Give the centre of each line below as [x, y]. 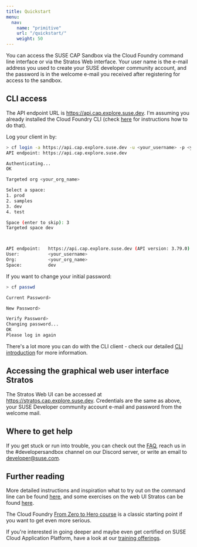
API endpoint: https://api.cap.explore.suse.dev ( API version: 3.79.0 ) [98, 249]
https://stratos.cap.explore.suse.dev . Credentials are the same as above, [94, 400]
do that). [16, 125]
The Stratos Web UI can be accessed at [54, 394]
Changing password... [33, 324]
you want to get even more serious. [49, 521]
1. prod [16, 196]
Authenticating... [28, 164]
